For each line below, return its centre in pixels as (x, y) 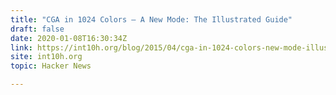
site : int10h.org (46, 57)
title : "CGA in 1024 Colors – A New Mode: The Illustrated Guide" (151, 19)
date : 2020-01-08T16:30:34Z (69, 38)
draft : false (37, 29)
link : (21, 47)
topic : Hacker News (51, 66)
